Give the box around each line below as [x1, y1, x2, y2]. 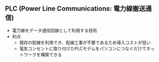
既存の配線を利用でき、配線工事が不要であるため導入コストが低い [19, 39, 151, 45]
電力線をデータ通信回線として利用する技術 [12, 27, 97, 33]
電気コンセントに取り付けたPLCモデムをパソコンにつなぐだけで [19, 46, 146, 51]
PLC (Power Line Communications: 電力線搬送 [5, 4, 145, 13]
